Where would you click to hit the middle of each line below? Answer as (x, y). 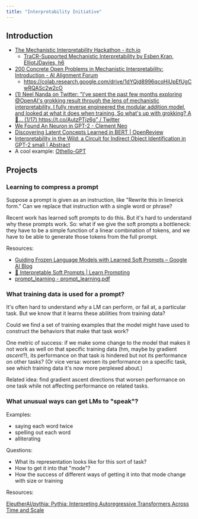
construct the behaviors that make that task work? (68, 332)
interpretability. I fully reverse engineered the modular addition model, (100, 107)
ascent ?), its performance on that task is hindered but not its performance (97, 355)
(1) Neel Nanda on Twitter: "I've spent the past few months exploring (98, 94)
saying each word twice (44, 426)
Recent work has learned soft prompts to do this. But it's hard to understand (99, 218)
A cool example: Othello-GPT (50, 151)
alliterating (28, 439)
